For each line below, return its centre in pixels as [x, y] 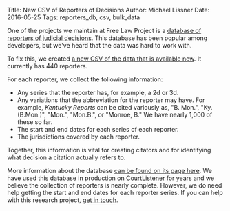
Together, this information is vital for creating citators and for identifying [109, 150]
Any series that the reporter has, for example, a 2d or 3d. [98, 93]
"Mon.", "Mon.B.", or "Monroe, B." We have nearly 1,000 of [130, 114]
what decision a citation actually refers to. [66, 157]
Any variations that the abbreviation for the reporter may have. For [111, 100]
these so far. [35, 122]
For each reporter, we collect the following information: [85, 79]
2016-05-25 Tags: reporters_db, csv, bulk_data [74, 17]
